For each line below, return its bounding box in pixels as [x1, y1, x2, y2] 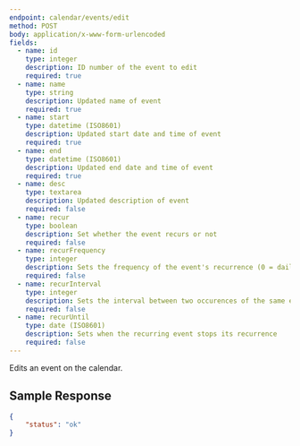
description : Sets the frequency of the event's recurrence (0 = [25, 263, 274, 272]
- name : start [17, 113, 70, 122]
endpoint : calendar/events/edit [9, 13, 129, 22]
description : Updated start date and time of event [25, 130, 221, 139]
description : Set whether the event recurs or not [25, 229, 218, 238]
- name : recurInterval [17, 279, 102, 288]
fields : [9, 38, 38, 47]
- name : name [17, 80, 66, 89]
